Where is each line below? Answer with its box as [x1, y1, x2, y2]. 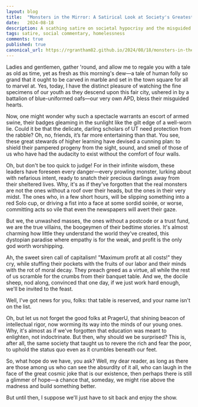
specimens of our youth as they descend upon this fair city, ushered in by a [6, 88, 190, 95]
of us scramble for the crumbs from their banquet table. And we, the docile [6, 273, 189, 280]
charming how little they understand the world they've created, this [6, 230, 169, 237]
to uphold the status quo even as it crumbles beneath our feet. [6, 345, 158, 353]
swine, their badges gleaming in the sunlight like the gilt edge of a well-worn [6, 119, 192, 126]
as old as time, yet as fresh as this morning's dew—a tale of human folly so [6, 69, 189, 77]
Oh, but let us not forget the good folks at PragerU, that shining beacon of [6, 314, 186, 321]
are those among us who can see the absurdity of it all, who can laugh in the [6, 363, 192, 370]
